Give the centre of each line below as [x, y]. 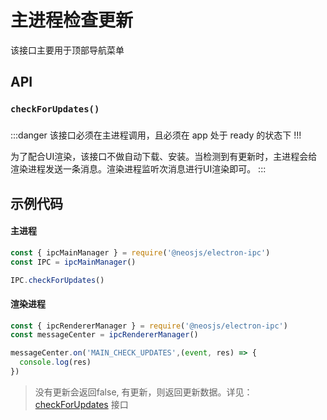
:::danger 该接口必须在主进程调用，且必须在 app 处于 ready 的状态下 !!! [156, 135]
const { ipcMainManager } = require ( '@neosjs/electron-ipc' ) [140, 252]
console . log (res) [55, 362]
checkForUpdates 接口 [81, 404]
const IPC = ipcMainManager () [73, 262]
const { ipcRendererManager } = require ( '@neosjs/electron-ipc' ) [149, 326]
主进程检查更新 [72, 20]
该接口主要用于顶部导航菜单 [67, 50]
